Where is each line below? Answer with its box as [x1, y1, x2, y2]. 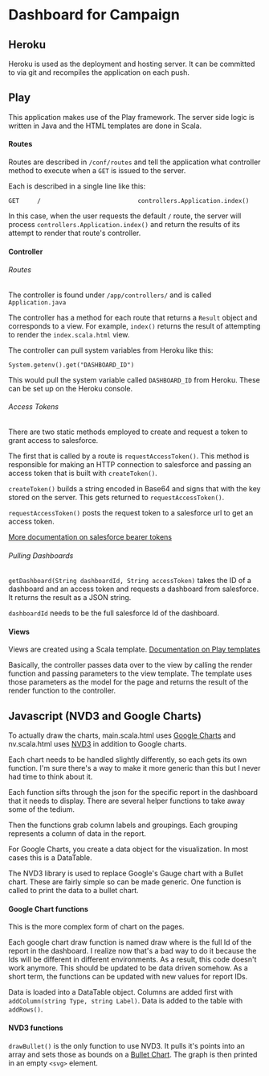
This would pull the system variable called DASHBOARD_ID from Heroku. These [8, 375, 261, 384]
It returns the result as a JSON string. [8, 593, 132, 602]
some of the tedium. [8, 805, 75, 814]
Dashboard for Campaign [8, 6, 181, 24]
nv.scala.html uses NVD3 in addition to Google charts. [8, 739, 187, 749]
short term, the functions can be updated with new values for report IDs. [8, 972, 248, 982]
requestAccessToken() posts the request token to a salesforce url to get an [8, 508, 254, 518]
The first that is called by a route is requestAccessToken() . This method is [8, 451, 250, 461]
